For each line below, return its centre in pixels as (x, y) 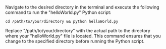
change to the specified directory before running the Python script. (75, 41)
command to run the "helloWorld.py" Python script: (58, 12)
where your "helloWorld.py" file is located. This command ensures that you (83, 36)
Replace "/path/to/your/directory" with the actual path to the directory (78, 31)
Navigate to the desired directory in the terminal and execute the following (82, 7)
